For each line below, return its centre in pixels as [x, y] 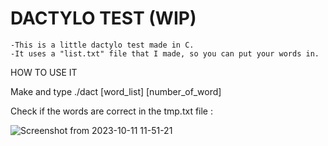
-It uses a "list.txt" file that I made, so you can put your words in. [165, 53]
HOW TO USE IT [44, 72]
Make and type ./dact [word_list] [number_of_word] [116, 91]
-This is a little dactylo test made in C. [102, 45]
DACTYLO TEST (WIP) [103, 18]
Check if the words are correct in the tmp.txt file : [112, 111]
